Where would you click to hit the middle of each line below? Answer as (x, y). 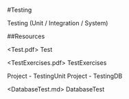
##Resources (26, 36)
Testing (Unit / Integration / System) (58, 23)
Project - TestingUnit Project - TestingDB (65, 76)
